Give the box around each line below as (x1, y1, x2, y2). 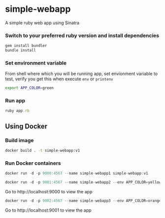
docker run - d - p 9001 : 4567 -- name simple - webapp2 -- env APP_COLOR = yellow (5, 180, 162, 185)
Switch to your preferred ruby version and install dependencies (5, 32, 160, 39)
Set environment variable (5, 59, 67, 66)
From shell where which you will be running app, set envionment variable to (5, 71, 158, 77)
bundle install (5, 48, 36, 53)
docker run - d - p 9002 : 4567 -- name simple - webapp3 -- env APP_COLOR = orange (5, 198, 162, 203)
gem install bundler (5, 43, 48, 48)
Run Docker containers (5, 159, 61, 166)
